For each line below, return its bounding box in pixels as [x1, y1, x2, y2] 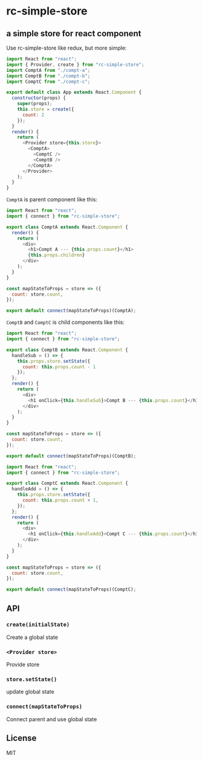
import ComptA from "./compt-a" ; [6, 67, 91, 73]
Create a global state [6, 633, 59, 641]
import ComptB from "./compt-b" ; [6, 73, 91, 79]
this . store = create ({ [17, 106, 74, 112]
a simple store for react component [6, 28, 141, 39]
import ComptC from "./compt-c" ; [6, 79, 91, 85]
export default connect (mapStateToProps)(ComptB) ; [6, 453, 137, 459]
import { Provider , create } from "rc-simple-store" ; [6, 62, 145, 68]
